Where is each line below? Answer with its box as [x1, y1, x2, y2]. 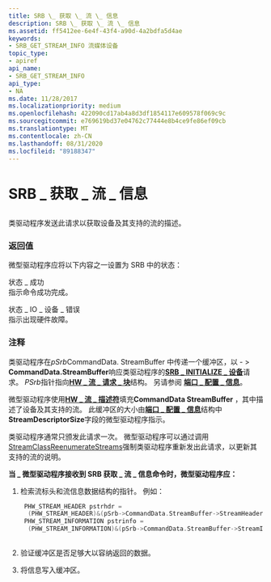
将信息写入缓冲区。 [19, 565, 85, 575]
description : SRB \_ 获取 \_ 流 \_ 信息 [8, 19, 140, 27]
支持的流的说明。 [8, 452, 66, 462]
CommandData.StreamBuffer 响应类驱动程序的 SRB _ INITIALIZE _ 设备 [8, 367, 243, 377]
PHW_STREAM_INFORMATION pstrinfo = [23, 517, 144, 525]
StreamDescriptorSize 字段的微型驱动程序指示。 [8, 414, 170, 424]
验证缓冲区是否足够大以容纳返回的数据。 [19, 547, 155, 558]
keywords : [8, 34, 42, 43]
